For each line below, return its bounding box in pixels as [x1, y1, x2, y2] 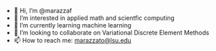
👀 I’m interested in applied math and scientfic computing [13, 14, 175, 22]
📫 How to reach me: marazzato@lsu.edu [13, 37, 132, 44]
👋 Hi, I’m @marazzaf [13, 7, 73, 14]
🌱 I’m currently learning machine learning [13, 21, 132, 29]
